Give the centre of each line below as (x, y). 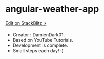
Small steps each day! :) (38, 50)
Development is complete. (40, 45)
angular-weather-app (52, 9)
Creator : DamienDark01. (39, 35)
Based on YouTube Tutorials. (43, 40)
